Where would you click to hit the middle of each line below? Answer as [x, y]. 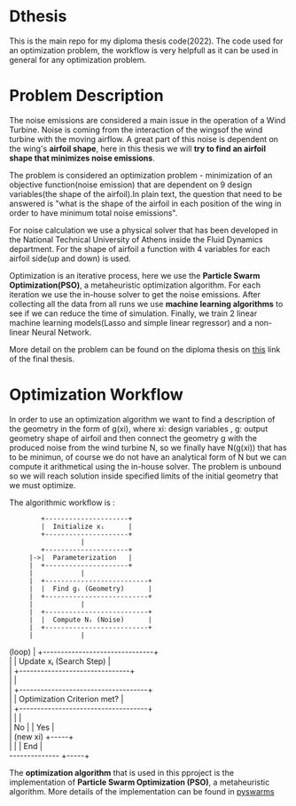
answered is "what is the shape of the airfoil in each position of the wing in [145, 203]
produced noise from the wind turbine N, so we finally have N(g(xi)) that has [148, 447]
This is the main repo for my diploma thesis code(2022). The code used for [146, 41]
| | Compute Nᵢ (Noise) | [90, 620]
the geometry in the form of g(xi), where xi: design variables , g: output [139, 429]
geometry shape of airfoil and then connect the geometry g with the [133, 438]
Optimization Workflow [96, 395]
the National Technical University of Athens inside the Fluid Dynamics [136, 239]
